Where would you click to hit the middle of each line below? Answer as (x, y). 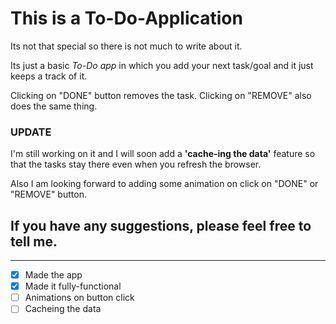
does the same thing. (54, 106)
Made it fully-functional (73, 286)
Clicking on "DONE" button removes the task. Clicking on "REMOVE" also (161, 95)
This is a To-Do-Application (126, 18)
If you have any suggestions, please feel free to (161, 225)
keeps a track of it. (49, 76)
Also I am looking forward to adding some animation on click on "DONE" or (164, 184)
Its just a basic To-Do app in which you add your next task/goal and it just (162, 65)
